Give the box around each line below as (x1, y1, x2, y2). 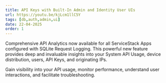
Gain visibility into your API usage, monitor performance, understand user (5, 67, 159, 73)
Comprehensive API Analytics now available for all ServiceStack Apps (5, 40, 152, 46)
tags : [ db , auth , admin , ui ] (5, 17, 60, 22)
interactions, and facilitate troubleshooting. (5, 72, 95, 78)
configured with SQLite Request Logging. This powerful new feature (5, 46, 148, 52)
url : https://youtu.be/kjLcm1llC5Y (5, 12, 81, 17)
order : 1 (5, 26, 24, 32)
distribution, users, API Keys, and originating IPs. (5, 57, 107, 63)
